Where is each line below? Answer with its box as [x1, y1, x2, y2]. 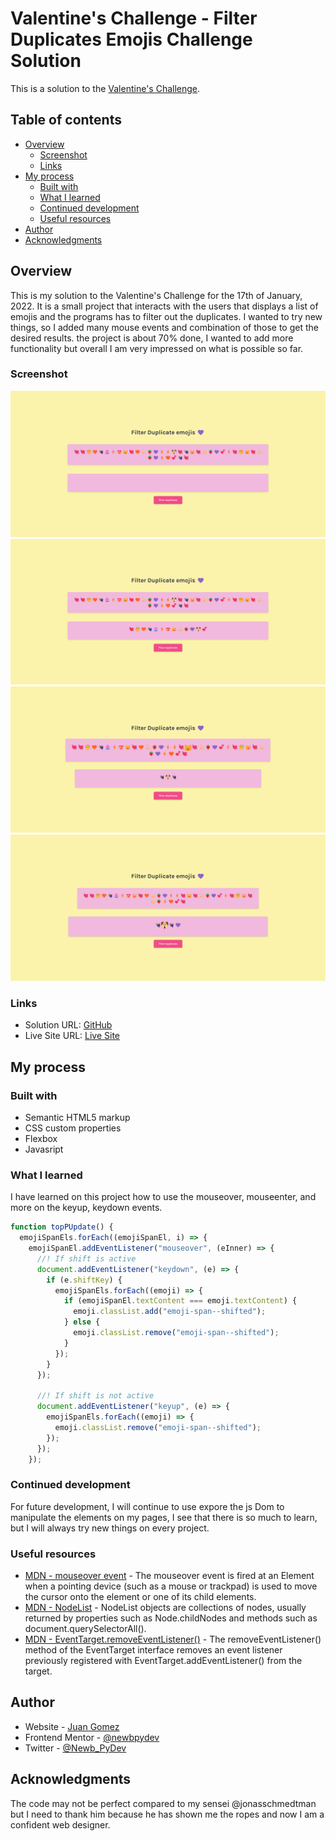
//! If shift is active [36, 1253, 137, 1264]
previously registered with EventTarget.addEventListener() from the [24, 1654, 303, 1666]
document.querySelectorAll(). [24, 1622, 147, 1634]
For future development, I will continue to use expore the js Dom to [10, 1500, 285, 1512]
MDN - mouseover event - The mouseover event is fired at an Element [24, 1569, 315, 1581]
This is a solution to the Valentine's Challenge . [10, 82, 201, 94]
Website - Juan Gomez [24, 1720, 120, 1732]
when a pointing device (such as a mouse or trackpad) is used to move [24, 1580, 318, 1592]
